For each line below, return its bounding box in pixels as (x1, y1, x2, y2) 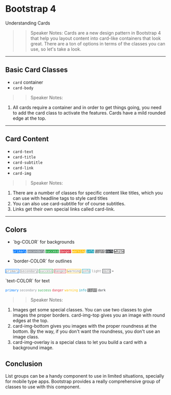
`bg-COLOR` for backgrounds (12, 239, 75, 245)
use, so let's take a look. (30, 46, 81, 52)
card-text (12, 149, 34, 154)
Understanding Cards (5, 20, 50, 26)
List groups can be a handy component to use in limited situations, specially (5, 373, 164, 379)
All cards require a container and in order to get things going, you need (12, 104, 162, 110)
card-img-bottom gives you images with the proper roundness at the (12, 323, 157, 329)
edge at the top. (12, 115, 46, 121)
